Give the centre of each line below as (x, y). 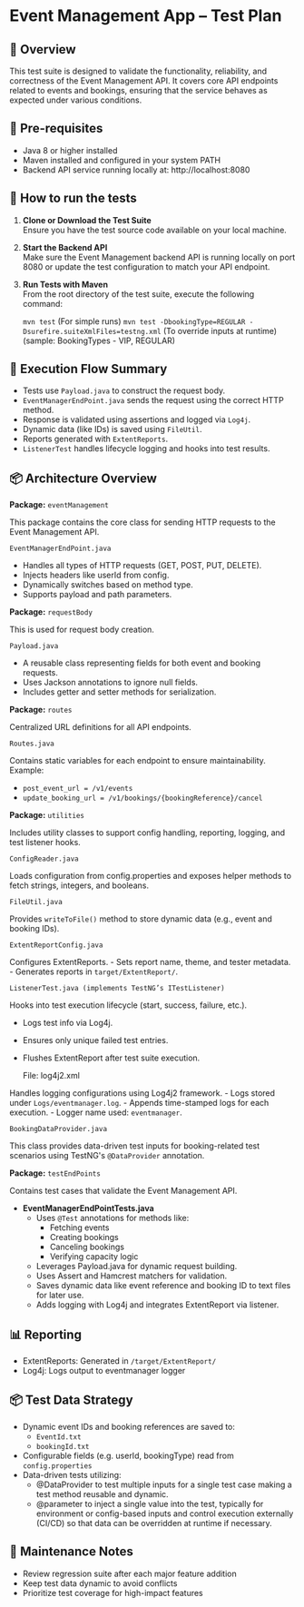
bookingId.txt (63, 1446)
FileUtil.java (36, 902)
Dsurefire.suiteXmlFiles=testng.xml (92, 331)
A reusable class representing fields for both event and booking (142, 663)
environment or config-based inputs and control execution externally (165, 1513)
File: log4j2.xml (51, 1076)
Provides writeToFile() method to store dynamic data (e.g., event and (141, 919)
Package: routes (41, 710)
